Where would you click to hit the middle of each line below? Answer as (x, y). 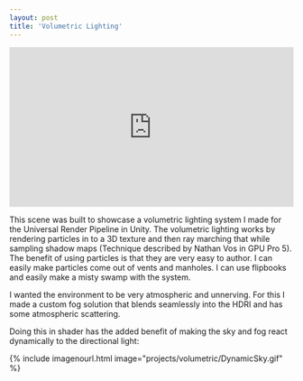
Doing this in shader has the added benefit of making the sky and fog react (149, 331)
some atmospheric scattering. (65, 314)
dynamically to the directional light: (74, 341)
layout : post (34, 18)
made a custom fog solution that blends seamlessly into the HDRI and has (146, 304)
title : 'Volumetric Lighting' (66, 26)
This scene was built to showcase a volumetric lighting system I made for (146, 219)
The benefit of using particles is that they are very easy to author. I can (141, 258)
